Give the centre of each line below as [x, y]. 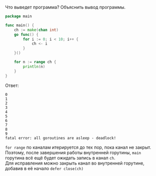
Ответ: [12, 85]
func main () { [20, 25]
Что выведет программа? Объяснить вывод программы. [65, 7]
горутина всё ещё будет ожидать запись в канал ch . [60, 158]
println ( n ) [34, 67]
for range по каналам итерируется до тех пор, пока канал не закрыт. [78, 147]
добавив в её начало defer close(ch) [44, 168]
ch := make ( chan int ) [36, 30]
